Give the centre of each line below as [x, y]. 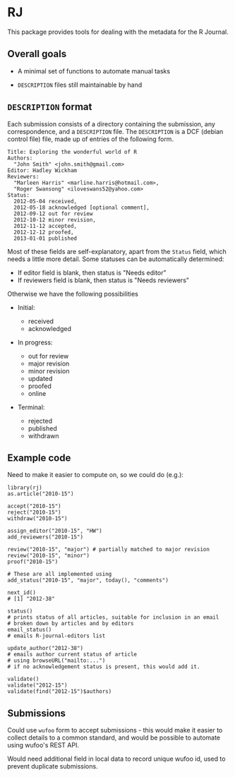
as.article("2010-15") [41, 494]
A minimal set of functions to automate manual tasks [94, 71]
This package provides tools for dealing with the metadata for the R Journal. [118, 32]
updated [40, 378]
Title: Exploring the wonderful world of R [72, 152]
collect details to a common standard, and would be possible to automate [114, 737]
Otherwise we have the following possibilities [73, 294]
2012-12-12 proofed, [44, 232]
